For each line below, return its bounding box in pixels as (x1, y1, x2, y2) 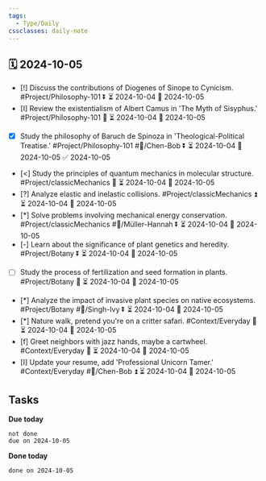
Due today (8, 414, 44, 424)
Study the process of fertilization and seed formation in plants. (19, 267, 228, 277)
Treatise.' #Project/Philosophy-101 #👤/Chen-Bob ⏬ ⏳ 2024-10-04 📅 (19, 141, 243, 151)
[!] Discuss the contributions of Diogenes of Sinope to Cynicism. (19, 83, 234, 93)
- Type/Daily (15, 19, 60, 27)
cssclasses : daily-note (8, 27, 89, 35)
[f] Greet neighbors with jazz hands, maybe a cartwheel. (19, 337, 208, 346)
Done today (8, 451, 48, 461)
